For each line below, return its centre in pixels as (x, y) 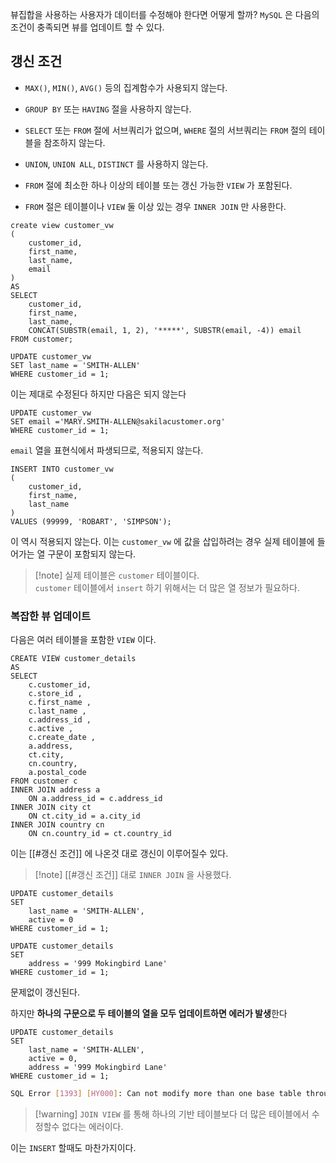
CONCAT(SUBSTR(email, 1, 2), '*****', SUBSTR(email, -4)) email (165, 330)
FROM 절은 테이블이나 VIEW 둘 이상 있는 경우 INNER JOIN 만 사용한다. (155, 206)
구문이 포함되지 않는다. (92, 554)
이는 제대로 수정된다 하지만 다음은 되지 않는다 (98, 394)
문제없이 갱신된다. (45, 992)
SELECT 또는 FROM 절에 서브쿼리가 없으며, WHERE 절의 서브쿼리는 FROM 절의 (165, 130)
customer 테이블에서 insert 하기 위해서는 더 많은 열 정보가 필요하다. (167, 587)
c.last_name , (57, 711)
